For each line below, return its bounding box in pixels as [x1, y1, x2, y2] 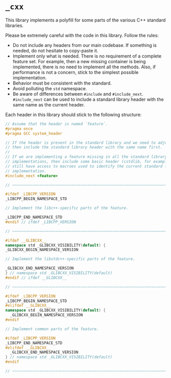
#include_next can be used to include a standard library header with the [12, 96, 164, 102]
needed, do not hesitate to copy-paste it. [12, 47, 98, 53]
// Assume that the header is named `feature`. [5, 121, 108, 126]
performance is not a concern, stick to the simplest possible [12, 69, 139, 75]
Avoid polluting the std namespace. [12, 85, 88, 91]
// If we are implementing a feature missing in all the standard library [5, 154, 167, 159]
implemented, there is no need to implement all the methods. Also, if [12, 64, 156, 70]
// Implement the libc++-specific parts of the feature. [5, 206, 129, 211]
